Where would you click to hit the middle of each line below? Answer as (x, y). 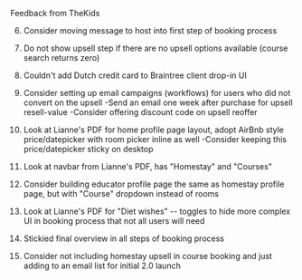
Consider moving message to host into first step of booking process (150, 30)
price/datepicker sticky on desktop (88, 149)
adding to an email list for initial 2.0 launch (102, 266)
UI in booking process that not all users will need (114, 221)
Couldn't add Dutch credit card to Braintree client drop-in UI (135, 75)
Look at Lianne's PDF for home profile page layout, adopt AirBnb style (153, 130)
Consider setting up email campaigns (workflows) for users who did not (157, 93)
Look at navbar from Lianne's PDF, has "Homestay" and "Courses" (147, 166)
